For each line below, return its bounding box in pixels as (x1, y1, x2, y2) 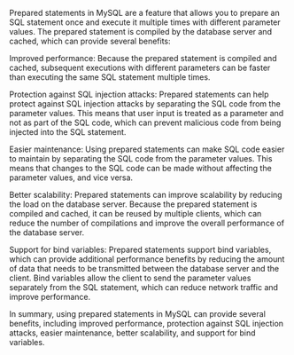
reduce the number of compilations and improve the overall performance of (9, 217, 285, 228)
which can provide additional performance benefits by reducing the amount (9, 254, 285, 264)
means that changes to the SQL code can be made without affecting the (9, 163, 272, 173)
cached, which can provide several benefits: (9, 35, 171, 46)
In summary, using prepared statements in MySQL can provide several (9, 309, 266, 319)
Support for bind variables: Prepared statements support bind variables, (9, 244, 272, 255)
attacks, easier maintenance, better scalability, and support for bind (9, 327, 256, 338)
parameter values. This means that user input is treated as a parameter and (9, 108, 284, 118)
